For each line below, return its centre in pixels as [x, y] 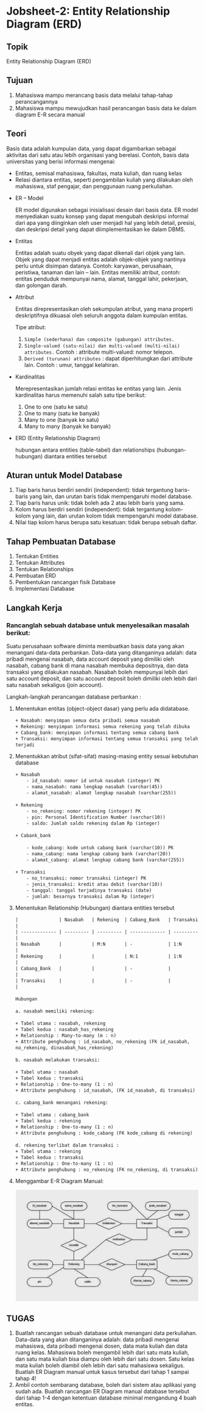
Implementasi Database [45, 589]
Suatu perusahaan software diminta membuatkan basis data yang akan [95, 646]
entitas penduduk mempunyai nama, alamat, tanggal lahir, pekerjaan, [101, 279]
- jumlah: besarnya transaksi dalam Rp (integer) [90, 896]
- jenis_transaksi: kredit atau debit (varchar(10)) [95, 884]
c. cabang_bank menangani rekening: [62, 1102]
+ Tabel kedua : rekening [48, 1121]
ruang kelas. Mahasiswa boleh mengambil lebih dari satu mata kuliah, [102, 1352]
